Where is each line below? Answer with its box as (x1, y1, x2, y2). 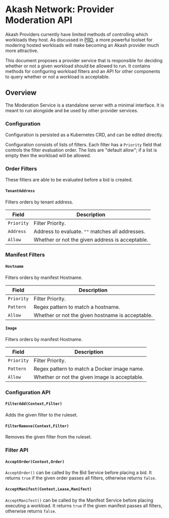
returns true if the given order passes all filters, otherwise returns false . (5, 475, 156, 481)
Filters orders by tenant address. (5, 199, 74, 205)
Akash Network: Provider (5, 4, 114, 15)
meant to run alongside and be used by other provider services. (5, 107, 139, 113)
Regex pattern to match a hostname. (33, 303, 120, 310)
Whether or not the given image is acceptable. (33, 373, 144, 380)
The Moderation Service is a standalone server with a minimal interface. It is (5, 102, 164, 108)
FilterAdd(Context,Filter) (5, 401, 62, 406)
